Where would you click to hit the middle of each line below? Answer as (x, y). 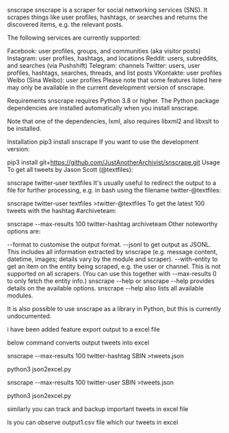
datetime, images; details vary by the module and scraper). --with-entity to (112, 259)
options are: (24, 231)
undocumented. (29, 316)
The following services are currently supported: (74, 38)
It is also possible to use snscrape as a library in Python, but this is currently (114, 309)
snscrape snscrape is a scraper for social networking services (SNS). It (107, 10)
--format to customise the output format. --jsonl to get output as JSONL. (109, 245)
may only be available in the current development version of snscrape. (106, 87)
